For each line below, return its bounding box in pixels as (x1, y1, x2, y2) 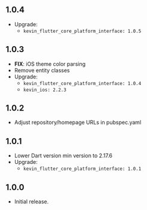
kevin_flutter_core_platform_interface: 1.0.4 (23, 80, 142, 86)
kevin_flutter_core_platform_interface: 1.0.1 (23, 166, 142, 172)
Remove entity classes (14, 66, 70, 74)
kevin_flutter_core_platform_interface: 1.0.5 (23, 28, 142, 34)
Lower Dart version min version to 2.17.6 (14, 152, 113, 159)
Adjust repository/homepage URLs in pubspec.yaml (14, 119, 142, 126)
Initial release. (14, 198, 49, 205)
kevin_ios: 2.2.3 (23, 87, 67, 93)
